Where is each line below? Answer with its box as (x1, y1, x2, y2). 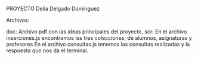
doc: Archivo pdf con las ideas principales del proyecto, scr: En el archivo (6, 28, 187, 35)
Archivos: (6, 17, 30, 23)
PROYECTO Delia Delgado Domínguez (6, 5, 100, 12)
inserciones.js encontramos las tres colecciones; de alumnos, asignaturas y (6, 34, 192, 41)
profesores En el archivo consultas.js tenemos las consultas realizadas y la (6, 41, 190, 48)
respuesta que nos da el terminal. (6, 47, 88, 54)
